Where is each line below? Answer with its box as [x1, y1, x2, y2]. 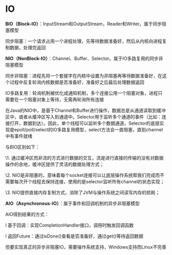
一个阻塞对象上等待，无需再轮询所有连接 [18, 96, 104, 103]
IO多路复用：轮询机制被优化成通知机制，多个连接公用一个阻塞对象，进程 [5, 90, 158, 96]
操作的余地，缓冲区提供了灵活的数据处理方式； [5, 161, 104, 167]
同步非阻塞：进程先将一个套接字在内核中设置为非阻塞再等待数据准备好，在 [5, 72, 162, 79]
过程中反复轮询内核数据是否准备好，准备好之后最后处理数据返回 [9, 79, 144, 85]
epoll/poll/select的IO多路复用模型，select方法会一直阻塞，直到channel [14, 126, 163, 132]
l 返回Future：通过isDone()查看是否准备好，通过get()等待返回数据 [5, 233, 143, 239]
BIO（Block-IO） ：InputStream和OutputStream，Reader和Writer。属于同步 [5, 21, 162, 27]
